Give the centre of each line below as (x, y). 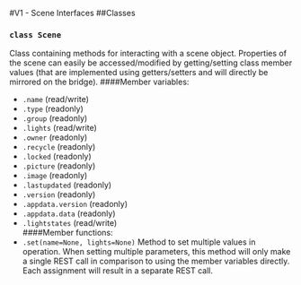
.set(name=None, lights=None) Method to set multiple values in (139, 242)
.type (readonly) (53, 109)
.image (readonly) (55, 176)
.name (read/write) (56, 99)
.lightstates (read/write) (70, 223)
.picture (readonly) (59, 166)
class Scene (35, 35)
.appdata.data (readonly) (69, 213)
